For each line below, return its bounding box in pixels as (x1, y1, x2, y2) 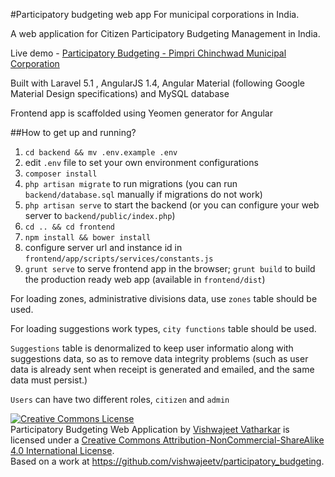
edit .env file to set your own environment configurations (24, 157, 259, 168)
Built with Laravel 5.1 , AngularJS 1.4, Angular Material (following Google (10, 77, 306, 89)
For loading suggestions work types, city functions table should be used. (10, 323, 317, 334)
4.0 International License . (10, 445, 115, 456)
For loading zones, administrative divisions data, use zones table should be (10, 293, 318, 304)
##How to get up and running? (10, 127, 137, 138)
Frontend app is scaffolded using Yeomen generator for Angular (10, 107, 273, 119)
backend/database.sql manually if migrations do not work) (24, 189, 263, 200)
